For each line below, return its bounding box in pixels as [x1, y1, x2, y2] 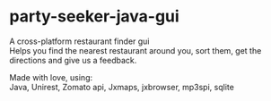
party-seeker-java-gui [9, 6, 179, 27]
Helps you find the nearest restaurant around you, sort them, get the [9, 45, 262, 55]
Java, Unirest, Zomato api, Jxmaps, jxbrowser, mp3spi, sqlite [9, 81, 235, 92]
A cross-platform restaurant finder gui [9, 36, 150, 46]
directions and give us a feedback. [9, 55, 137, 65]
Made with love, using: [9, 72, 93, 82]
